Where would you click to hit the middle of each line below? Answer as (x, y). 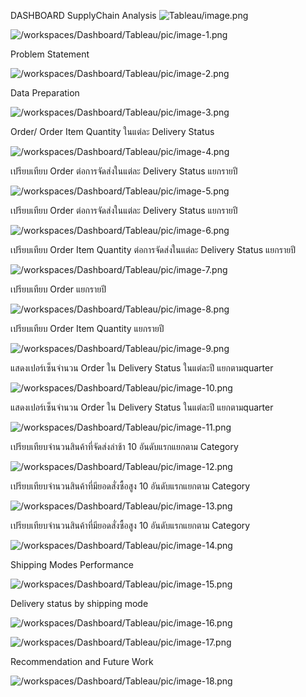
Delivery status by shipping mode (79, 603)
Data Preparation (45, 93)
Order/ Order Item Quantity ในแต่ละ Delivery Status (112, 131)
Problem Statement (50, 54)
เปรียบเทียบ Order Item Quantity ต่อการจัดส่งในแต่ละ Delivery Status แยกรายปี (153, 249)
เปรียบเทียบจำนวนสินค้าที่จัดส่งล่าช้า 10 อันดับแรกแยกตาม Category (124, 446)
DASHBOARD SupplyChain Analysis (83, 15)
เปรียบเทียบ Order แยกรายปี (58, 289)
